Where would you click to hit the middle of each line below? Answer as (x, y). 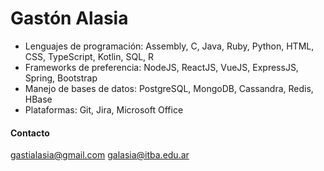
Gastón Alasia (69, 18)
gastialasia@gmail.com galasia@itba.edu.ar (100, 155)
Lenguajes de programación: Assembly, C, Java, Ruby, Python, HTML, (169, 46)
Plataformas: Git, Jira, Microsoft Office (104, 109)
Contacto (30, 133)
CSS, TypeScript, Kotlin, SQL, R (89, 56)
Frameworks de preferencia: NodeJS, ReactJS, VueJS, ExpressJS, (161, 67)
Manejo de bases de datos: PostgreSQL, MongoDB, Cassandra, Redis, (169, 88)
